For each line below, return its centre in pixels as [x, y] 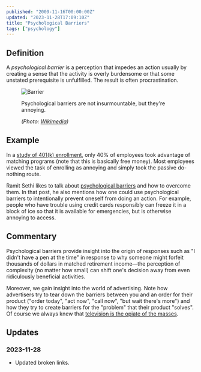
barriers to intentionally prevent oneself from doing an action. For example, [99, 198]
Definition [25, 53]
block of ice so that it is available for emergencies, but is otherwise [89, 211]
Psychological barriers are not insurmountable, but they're [93, 103]
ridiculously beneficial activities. [46, 276]
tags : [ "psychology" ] [33, 29]
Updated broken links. [42, 363]
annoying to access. [31, 218]
